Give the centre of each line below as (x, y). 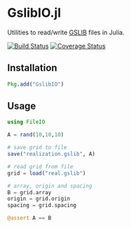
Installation (32, 68)
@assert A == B (29, 218)
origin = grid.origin (39, 199)
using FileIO (26, 122)
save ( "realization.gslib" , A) (51, 154)
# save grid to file (37, 148)
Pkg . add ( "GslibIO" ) (36, 84)
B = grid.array (29, 192)
